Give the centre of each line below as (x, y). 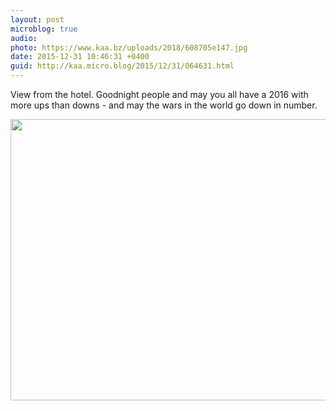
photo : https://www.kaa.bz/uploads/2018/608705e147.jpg (129, 47)
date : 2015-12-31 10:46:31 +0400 (80, 57)
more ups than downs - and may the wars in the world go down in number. (164, 105)
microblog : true (44, 29)
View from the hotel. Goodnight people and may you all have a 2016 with (159, 94)
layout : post (37, 19)
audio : (24, 38)
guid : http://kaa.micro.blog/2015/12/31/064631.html (122, 66)
